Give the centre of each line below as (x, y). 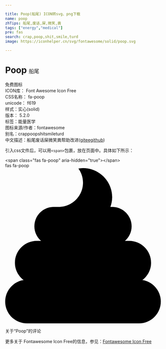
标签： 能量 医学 (20, 121)
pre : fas (14, 33)
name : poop (16, 18)
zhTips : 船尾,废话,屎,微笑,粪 (33, 23)
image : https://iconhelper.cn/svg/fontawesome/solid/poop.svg (70, 42)
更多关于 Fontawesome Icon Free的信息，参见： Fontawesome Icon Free (78, 341)
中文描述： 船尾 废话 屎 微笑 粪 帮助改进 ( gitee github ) (55, 140)
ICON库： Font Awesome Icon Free (41, 90)
